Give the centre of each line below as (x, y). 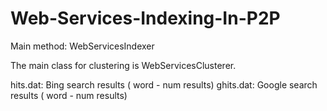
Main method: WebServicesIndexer (82, 46)
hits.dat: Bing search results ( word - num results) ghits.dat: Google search (164, 84)
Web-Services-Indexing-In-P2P (145, 18)
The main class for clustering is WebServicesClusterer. (123, 65)
